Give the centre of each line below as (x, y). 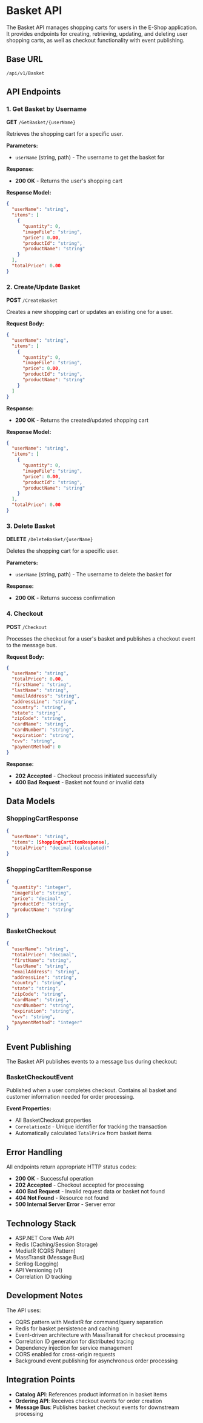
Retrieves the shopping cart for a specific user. (65, 134)
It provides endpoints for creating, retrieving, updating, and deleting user (97, 33)
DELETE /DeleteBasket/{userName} (50, 539)
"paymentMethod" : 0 (36, 747)
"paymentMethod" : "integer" (47, 1022)
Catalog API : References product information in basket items (91, 1394)
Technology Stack (41, 1223)
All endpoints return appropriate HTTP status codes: (72, 1167)
